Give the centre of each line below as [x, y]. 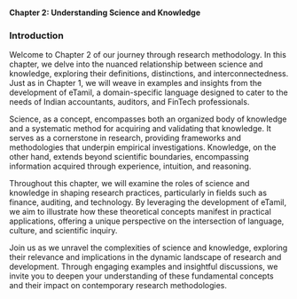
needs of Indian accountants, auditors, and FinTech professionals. [129, 101]
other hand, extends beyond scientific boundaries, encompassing [129, 156]
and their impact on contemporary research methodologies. [118, 285]
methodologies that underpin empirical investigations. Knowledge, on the [143, 147]
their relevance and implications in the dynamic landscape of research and [145, 256]
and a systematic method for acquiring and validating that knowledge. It [141, 128]
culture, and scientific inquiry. [63, 230]
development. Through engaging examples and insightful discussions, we [144, 266]
